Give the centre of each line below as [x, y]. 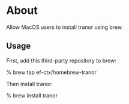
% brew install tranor [32, 95]
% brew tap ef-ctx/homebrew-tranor [52, 72]
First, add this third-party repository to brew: [61, 60]
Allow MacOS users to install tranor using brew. [65, 27]
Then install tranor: [29, 84]
